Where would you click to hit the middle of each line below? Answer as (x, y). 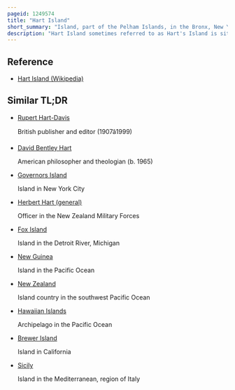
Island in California (44, 351)
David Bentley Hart (44, 147)
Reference (30, 61)
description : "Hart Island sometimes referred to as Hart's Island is (112, 33)
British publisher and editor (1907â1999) (75, 131)
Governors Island (42, 175)
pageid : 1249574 (31, 14)
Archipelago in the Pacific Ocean (65, 324)
